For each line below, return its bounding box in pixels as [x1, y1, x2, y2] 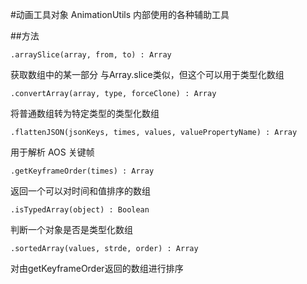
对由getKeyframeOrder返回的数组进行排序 [10, 263, 184, 274]
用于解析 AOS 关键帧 [10, 146, 95, 158]
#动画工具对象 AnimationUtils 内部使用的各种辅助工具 [10, 9, 230, 20]
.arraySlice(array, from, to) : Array [10, 50, 172, 60]
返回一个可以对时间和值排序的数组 [10, 185, 151, 197]
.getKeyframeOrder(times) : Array [10, 166, 155, 176]
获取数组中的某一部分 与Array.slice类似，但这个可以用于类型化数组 [10, 69, 285, 80]
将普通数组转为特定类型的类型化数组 [10, 108, 160, 119]
